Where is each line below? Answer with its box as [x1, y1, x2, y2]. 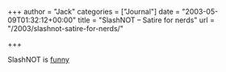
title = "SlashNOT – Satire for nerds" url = [77, 15, 216, 25]
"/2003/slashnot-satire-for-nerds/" [7, 24, 124, 33]
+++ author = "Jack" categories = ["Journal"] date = [7, 7, 181, 16]
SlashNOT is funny [7, 55, 70, 64]
